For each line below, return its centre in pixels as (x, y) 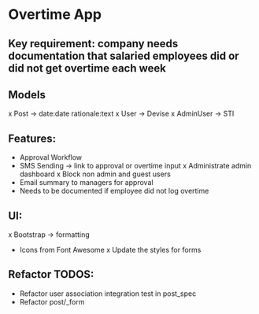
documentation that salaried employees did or (124, 55)
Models (27, 95)
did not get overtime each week (87, 68)
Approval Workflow (51, 157)
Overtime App (55, 15)
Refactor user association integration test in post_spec (108, 294)
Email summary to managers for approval (86, 183)
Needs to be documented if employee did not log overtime (114, 191)
